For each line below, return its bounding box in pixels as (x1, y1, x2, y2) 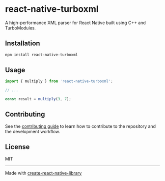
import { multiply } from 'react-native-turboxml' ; (5, 79, 113, 84)
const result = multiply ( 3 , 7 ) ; (5, 97, 71, 102)
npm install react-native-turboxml (5, 52, 78, 57)
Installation (5, 39, 40, 48)
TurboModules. (5, 25, 36, 30)
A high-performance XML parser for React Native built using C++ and (5, 20, 146, 26)
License (5, 143, 30, 151)
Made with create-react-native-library (5, 170, 82, 176)
